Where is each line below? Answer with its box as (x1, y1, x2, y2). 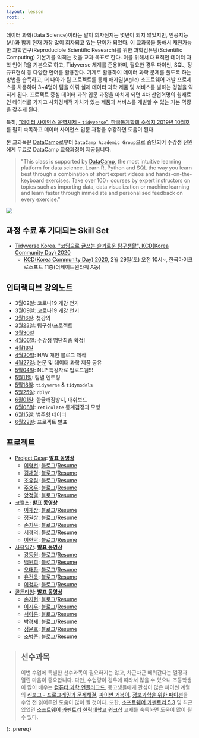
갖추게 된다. (12, 105, 40, 113)
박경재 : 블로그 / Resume (23, 618, 77, 625)
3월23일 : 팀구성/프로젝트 (14, 322, 73, 329)
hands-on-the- (156, 170, 192, 177)
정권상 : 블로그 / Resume (23, 514, 77, 521)
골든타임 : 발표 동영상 (14, 588, 63, 595)
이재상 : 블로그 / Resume (23, 506, 77, 513)
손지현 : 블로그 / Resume (23, 595, 77, 602)
